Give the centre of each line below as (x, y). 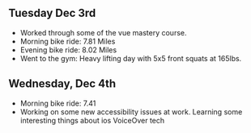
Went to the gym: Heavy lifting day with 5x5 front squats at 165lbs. (131, 58)
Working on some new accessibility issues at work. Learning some (131, 111)
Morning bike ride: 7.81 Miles (68, 41)
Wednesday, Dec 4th (62, 84)
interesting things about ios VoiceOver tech (92, 120)
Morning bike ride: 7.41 (58, 103)
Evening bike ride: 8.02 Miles (68, 50)
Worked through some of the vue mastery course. (103, 32)
